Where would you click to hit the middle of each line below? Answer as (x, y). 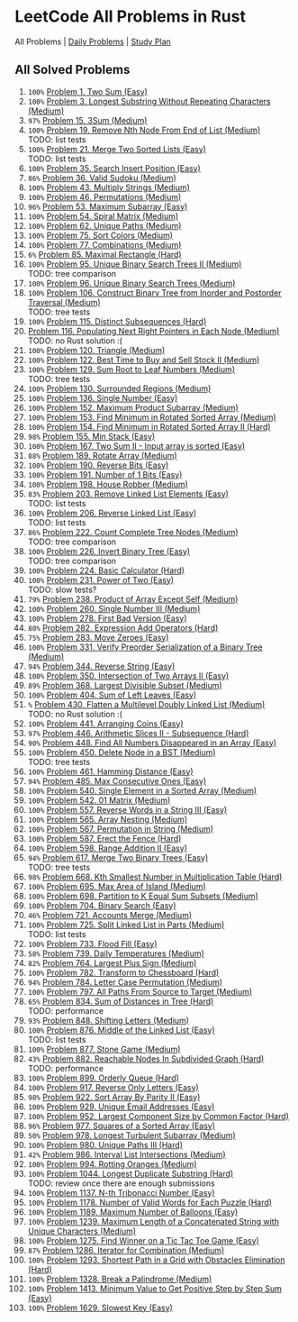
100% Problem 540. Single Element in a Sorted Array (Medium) (142, 790)
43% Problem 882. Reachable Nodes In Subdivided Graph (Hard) (146, 1058)
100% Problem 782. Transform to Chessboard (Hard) (123, 972)
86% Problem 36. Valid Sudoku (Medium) (102, 178)
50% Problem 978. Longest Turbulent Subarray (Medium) (132, 1135)
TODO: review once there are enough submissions (121, 1183)
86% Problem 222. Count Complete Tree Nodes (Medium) (133, 532)
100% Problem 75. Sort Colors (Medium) (100, 235)
